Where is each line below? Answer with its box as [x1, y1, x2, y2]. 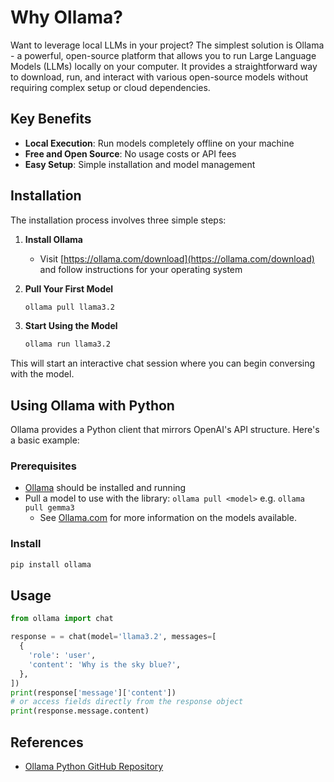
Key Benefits [10, 111, 92, 128]
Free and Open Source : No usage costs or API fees [24, 147, 237, 160]
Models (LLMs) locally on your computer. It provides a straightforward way [10, 60, 318, 72]
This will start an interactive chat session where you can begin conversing [10, 357, 316, 370]
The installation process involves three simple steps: [10, 214, 227, 226]
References [10, 734, 84, 751]
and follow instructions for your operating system [39, 263, 243, 275]
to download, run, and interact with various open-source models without [10, 71, 309, 83]
